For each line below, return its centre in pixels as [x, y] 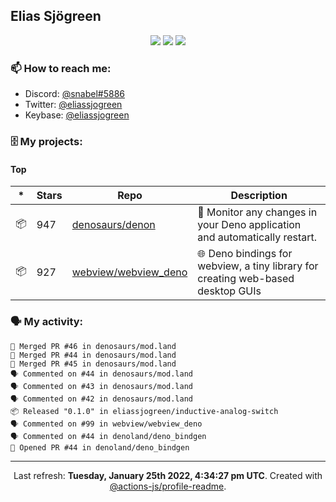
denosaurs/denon [113, 225]
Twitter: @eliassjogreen [73, 105]
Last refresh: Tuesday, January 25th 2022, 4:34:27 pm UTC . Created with [168, 475]
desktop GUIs [229, 291]
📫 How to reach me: [61, 68]
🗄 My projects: [46, 142]
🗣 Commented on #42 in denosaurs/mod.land [101, 399]
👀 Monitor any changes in [257, 212]
